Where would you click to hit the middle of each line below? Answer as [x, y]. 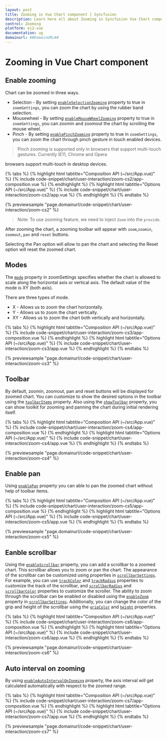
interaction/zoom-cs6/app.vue [37, 638]
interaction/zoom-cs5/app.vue [37, 522]
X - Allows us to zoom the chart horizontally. [58, 307]
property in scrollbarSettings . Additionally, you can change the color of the [83, 602]
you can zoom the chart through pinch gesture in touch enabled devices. [87, 139]
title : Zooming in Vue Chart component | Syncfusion [61, 14]
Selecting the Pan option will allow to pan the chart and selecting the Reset [82, 244]
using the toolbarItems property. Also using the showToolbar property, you [81, 401]
